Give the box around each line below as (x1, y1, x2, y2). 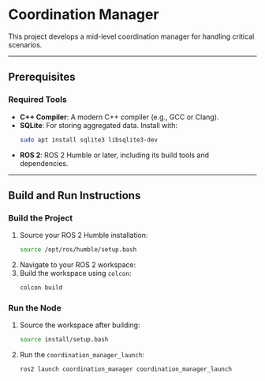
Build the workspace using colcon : (19, 269, 132, 278)
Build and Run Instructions (8, 188, 141, 202)
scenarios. (8, 40, 43, 49)
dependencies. (19, 158, 69, 168)
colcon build (19, 284, 63, 292)
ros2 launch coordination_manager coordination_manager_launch (19, 365, 233, 373)
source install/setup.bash (19, 336, 109, 344)
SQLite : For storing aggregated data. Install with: (19, 120, 178, 130)
